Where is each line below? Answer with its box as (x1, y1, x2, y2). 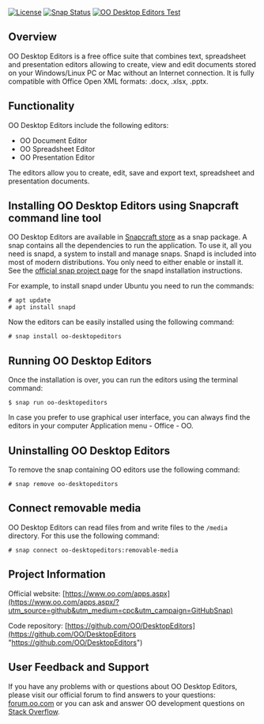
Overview (8, 30, 58, 43)
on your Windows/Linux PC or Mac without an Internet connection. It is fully (8, 68, 255, 77)
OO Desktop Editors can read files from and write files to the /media (8, 522, 228, 532)
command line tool (8, 212, 101, 225)
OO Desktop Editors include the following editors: (8, 120, 169, 130)
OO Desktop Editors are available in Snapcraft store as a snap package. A (8, 232, 247, 242)
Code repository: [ (8, 620, 68, 630)
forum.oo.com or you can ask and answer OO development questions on (8, 698, 245, 707)
